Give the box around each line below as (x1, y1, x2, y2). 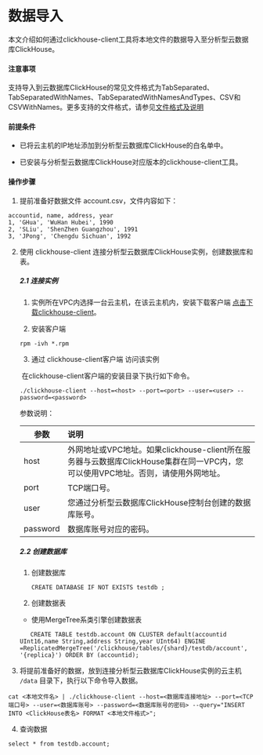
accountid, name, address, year (8, 211, 113, 220)
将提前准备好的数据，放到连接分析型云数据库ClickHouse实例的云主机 (19, 666, 243, 676)
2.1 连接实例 (19, 276, 59, 286)
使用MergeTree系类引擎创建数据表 (31, 615, 142, 625)
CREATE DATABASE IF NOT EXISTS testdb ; (31, 584, 165, 592)
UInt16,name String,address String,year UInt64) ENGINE (19, 637, 206, 646)
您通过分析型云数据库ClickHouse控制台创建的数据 (67, 497, 251, 508)
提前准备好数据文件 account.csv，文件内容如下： (19, 195, 178, 205)
